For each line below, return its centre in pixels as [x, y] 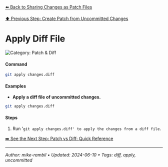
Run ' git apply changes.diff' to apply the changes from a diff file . [87, 128]
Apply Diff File [35, 39]
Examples [16, 86]
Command [16, 64]
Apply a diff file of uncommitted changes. [56, 97]
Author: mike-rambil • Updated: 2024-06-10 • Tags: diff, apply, [70, 155]
